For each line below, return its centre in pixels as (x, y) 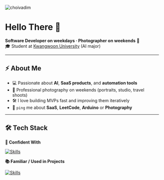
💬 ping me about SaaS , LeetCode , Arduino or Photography (72, 108)
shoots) (20, 95)
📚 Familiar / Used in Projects (35, 161)
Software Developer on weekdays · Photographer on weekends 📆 (72, 40)
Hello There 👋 (33, 27)
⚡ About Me (23, 68)
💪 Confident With (23, 142)
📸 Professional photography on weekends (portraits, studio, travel (78, 90)
